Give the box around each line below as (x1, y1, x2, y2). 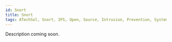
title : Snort (5, 12, 33, 17)
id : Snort (5, 7, 27, 13)
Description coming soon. (5, 31, 60, 37)
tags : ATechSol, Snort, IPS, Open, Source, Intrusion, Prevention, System (5, 17, 168, 22)
